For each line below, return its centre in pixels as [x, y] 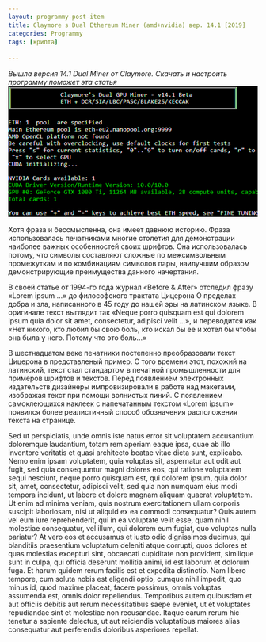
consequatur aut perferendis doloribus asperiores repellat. [104, 629]
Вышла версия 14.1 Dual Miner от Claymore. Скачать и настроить [118, 74]
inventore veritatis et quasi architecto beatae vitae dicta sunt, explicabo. [125, 453]
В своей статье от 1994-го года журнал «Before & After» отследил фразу [131, 287]
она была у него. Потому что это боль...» [78, 338]
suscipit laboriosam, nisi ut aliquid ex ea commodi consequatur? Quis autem [132, 512]
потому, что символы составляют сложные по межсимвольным [117, 255]
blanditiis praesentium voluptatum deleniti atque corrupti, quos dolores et [128, 545]
